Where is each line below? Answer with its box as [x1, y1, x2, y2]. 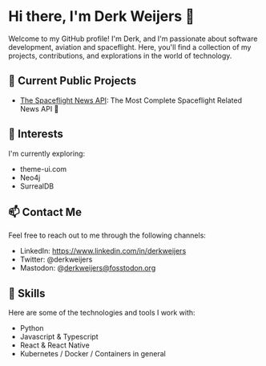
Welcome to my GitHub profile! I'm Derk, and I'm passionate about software [8, 34, 258, 43]
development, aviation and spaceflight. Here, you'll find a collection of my [8, 42, 252, 51]
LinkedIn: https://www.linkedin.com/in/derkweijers [19, 246, 187, 256]
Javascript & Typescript [19, 332, 99, 342]
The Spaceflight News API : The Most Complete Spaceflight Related [19, 96, 243, 105]
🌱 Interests [8, 128, 64, 141]
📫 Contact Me [8, 205, 83, 219]
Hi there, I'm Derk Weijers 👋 [8, 7, 195, 26]
